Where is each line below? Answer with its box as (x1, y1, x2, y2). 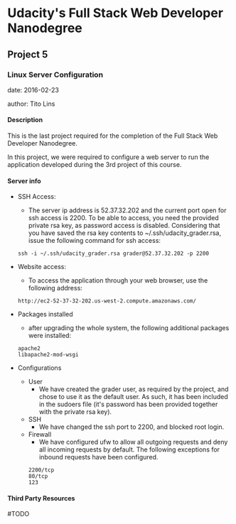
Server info (7, 176, 41, 185)
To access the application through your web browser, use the (28, 276, 208, 285)
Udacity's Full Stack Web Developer (7, 5, 224, 21)
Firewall (28, 430, 52, 439)
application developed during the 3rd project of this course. (7, 160, 182, 169)
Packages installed (17, 310, 73, 319)
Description (7, 116, 43, 124)
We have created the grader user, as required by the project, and (38, 385, 229, 393)
